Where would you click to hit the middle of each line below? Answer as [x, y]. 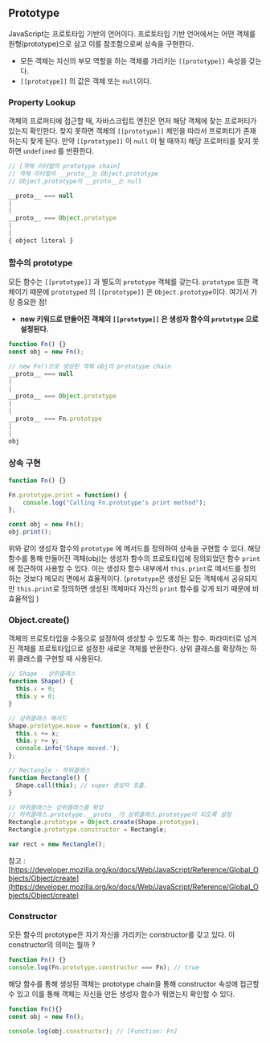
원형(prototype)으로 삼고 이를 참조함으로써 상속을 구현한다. [101, 43]
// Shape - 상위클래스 [42, 674]
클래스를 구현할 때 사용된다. [59, 658]
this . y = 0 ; [36, 696]
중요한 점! [32, 302]
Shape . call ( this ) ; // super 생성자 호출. [82, 785]
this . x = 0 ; [36, 689]
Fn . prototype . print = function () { [68, 495]
